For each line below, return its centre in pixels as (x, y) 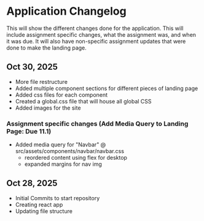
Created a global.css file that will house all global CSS (83, 101)
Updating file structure (44, 211)
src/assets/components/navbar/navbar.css (70, 151)
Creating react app (39, 204)
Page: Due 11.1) (29, 131)
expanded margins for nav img (63, 164)
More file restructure (41, 81)
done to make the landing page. (47, 48)
